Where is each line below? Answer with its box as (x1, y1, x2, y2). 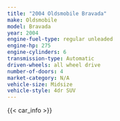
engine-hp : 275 (7, 42, 51, 49)
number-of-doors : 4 (7, 68, 64, 75)
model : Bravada (7, 23, 51, 30)
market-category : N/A (7, 74, 70, 82)
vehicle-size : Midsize (7, 81, 73, 88)
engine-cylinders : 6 (7, 49, 67, 56)
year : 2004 (7, 29, 39, 37)
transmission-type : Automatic (7, 55, 95, 62)
